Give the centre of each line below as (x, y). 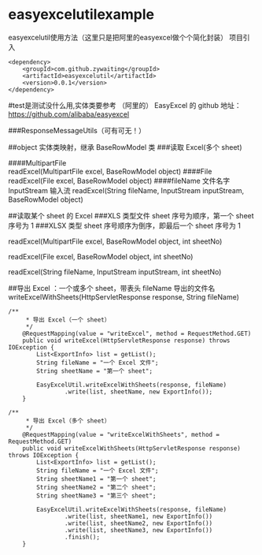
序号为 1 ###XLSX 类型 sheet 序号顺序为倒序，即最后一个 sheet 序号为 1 (125, 225)
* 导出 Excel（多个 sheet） (68, 421)
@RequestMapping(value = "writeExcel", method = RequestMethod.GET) (137, 333)
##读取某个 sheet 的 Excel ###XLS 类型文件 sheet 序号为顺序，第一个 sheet (131, 215)
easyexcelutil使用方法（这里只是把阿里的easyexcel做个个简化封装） (118, 37)
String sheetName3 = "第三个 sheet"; (96, 495)
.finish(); (82, 537)
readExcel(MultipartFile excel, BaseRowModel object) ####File (110, 171)
